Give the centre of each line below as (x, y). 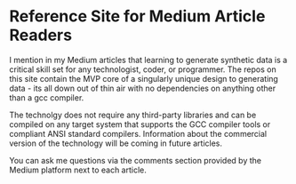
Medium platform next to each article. (78, 170)
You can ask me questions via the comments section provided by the (136, 160)
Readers (41, 35)
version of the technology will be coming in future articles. (116, 143)
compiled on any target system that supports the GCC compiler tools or (140, 124)
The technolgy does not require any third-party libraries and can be (133, 115)
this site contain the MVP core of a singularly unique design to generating (144, 78)
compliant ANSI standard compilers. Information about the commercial (138, 133)
